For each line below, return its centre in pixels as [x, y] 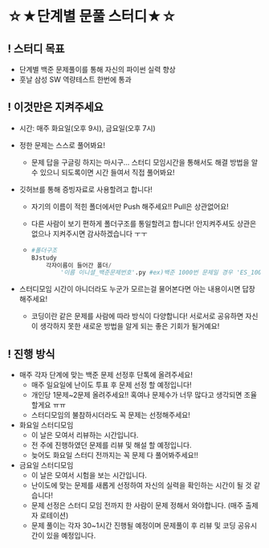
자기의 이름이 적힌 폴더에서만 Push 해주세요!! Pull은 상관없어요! [130, 207]
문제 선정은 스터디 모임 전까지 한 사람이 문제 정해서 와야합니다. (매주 [137, 505]
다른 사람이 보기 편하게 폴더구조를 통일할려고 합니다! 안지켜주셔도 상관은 [144, 223]
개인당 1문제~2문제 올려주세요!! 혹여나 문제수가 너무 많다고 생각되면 [137, 395]
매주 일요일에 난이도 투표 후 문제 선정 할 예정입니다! [111, 385]
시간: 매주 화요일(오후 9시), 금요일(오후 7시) [87, 128]
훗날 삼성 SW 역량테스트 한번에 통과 [75, 80]
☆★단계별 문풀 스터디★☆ [92, 16]
